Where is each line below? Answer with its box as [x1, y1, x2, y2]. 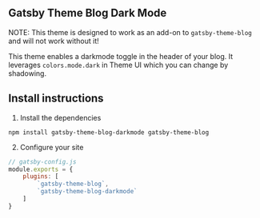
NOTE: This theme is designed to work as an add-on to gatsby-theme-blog [8, 27, 252, 37]
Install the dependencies [19, 113, 102, 122]
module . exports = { [8, 165, 74, 173]
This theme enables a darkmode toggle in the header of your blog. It [8, 51, 234, 61]
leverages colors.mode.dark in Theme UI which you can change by [8, 60, 229, 69]
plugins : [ [22, 172, 59, 180]
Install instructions [8, 92, 104, 105]
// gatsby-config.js [8, 157, 78, 166]
